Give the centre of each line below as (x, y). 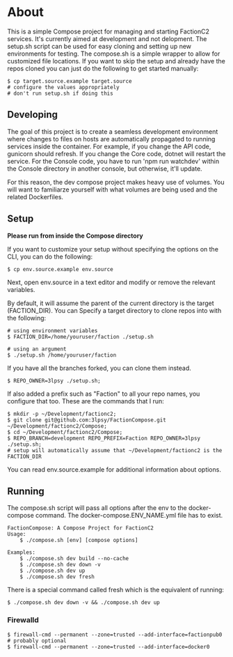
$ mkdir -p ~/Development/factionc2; (62, 414)
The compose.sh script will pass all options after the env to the (97, 508)
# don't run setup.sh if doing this (60, 93)
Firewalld (23, 620)
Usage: (17, 534)
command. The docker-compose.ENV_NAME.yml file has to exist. (129, 516)
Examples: (22, 552)
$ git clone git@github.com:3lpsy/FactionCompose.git (87, 420)
